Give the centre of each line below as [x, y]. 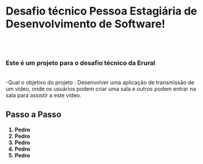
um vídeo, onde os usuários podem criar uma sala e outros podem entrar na [101, 89]
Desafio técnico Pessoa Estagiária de [101, 11]
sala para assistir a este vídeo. [43, 96]
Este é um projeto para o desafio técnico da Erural [81, 63]
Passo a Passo [34, 114]
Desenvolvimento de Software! [85, 24]
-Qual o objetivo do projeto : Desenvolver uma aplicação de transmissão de [100, 82]
